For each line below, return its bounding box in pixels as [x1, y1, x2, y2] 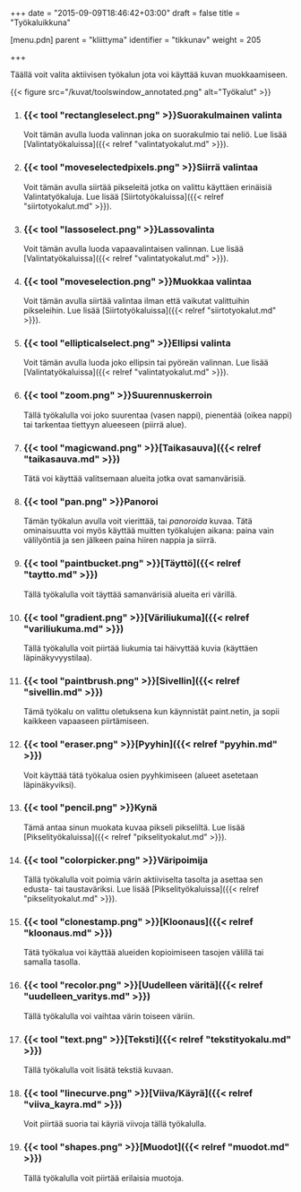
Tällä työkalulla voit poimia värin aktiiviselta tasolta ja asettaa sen [22, 874, 263, 885]
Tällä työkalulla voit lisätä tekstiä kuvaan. [22, 1065, 174, 1075]
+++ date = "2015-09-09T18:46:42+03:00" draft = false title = [10, 8, 241, 18]
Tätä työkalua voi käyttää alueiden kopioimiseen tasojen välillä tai [22, 947, 264, 958]
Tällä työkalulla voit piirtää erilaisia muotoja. [22, 1172, 185, 1183]
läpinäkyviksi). [22, 779, 77, 790]
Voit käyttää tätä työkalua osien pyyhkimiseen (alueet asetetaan [22, 770, 259, 781]
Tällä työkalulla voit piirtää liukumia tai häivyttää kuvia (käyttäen [22, 643, 259, 653]
